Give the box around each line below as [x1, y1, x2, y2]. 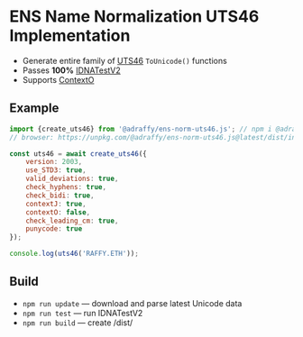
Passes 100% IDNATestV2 [22, 65, 121, 76]
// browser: [9, 132, 54, 141]
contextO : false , [25, 207, 91, 217]
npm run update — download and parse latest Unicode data [22, 297, 243, 308]
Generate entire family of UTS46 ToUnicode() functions [22, 55, 227, 66]
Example [9, 101, 60, 116]
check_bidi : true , [25, 191, 95, 200]
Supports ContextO [22, 74, 95, 85]
